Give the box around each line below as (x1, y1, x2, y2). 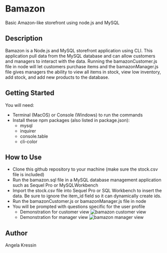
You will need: (5, 102, 34, 108)
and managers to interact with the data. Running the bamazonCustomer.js (5, 58, 157, 64)
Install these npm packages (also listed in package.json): (12, 117, 130, 123)
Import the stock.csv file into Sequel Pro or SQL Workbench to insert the (12, 188, 162, 194)
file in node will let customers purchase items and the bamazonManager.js (5, 63, 159, 69)
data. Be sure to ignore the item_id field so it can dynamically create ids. (12, 193, 161, 199)
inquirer (20, 128, 36, 134)
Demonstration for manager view (20, 214, 88, 220)
